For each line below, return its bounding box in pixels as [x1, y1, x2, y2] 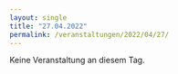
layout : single [9, 13, 68, 23]
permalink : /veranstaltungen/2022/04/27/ [9, 30, 170, 39]
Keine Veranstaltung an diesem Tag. [9, 55, 145, 66]
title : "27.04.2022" [9, 22, 89, 31]
